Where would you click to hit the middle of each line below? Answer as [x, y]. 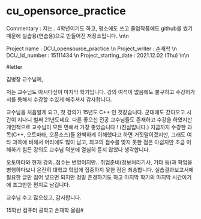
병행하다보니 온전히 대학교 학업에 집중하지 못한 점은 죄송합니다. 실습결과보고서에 [100, 169]
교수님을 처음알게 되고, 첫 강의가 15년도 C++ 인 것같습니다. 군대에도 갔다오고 [96, 112]
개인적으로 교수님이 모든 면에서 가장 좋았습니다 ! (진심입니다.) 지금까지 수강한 [96, 127]
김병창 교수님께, [25, 79]
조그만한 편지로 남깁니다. [41, 184]
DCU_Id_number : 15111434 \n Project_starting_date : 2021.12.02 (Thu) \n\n [98, 55]
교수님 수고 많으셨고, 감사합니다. [44, 197]
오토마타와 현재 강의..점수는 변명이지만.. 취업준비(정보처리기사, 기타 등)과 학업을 [99, 162]
